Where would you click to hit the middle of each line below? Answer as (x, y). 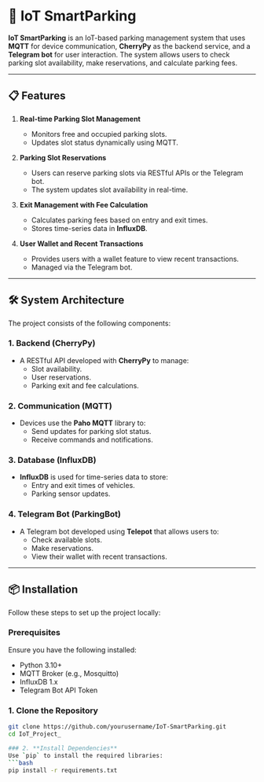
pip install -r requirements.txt (63, 770)
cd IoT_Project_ (35, 734)
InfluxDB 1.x (38, 681)
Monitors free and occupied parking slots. (99, 134)
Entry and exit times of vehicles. (83, 486)
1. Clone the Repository (53, 710)
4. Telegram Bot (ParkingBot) (65, 514)
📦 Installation (43, 590)
